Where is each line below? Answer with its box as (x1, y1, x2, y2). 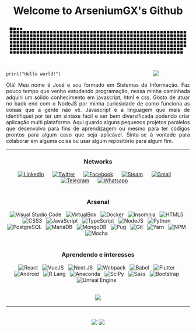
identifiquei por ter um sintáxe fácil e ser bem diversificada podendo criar (6, 112, 190, 120)
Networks (83, 157, 113, 165)
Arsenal (86, 197, 110, 206)
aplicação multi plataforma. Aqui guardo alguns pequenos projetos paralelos (6, 118, 190, 125)
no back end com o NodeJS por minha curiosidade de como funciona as (6, 100, 190, 107)
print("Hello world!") (6, 71, 61, 77)
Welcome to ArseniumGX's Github (13, 4, 183, 18)
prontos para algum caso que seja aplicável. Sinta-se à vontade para (6, 131, 190, 138)
